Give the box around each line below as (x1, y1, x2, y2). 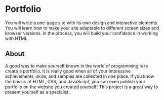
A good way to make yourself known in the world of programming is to (5, 63, 149, 68)
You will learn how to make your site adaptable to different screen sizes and (5, 25, 160, 31)
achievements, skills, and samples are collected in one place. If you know (5, 73, 155, 79)
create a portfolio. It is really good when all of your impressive (5, 68, 131, 74)
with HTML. (5, 35, 29, 41)
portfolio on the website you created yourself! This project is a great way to (5, 84, 158, 90)
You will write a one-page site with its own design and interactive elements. (5, 20, 159, 26)
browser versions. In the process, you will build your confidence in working (5, 30, 158, 36)
